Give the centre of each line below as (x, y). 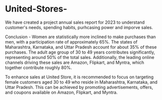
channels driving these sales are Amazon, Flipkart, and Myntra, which (75, 62)
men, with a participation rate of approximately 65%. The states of (71, 42)
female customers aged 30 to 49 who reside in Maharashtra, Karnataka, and (81, 82)
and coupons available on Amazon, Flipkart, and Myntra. (61, 92)
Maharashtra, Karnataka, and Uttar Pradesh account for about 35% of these (81, 47)
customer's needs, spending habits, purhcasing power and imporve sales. (79, 27)
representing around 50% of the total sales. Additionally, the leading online (80, 57)
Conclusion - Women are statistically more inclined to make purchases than (81, 37)
